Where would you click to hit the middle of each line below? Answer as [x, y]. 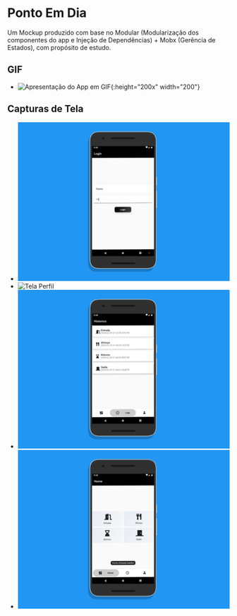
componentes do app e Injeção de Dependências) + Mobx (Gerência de [111, 40]
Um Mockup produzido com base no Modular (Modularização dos [103, 32]
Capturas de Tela [45, 109]
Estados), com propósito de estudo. [59, 47]
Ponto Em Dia [47, 13]
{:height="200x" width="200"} [155, 87]
